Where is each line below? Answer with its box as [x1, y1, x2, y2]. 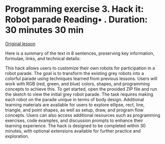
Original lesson [5, 40, 35, 46]
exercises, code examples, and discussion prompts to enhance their [5, 117, 143, 123]
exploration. [5, 133, 30, 139]
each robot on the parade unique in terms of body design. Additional [5, 96, 144, 102]
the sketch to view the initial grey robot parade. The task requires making [5, 91, 154, 97]
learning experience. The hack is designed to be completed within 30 [5, 122, 146, 129]
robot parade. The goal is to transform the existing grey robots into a [5, 70, 144, 76]
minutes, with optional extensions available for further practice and [5, 128, 141, 134]
